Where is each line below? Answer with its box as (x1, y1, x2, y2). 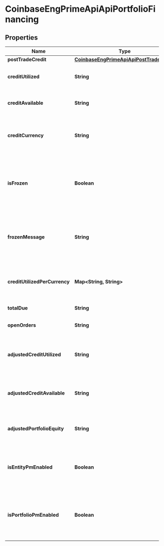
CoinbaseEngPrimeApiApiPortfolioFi (5, 3, 156, 15)
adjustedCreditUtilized (7, 351, 61, 358)
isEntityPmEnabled (7, 464, 53, 471)
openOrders (7, 322, 36, 329)
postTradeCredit (7, 56, 46, 63)
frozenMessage (7, 234, 45, 240)
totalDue (7, 305, 28, 311)
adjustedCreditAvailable (7, 390, 65, 396)
